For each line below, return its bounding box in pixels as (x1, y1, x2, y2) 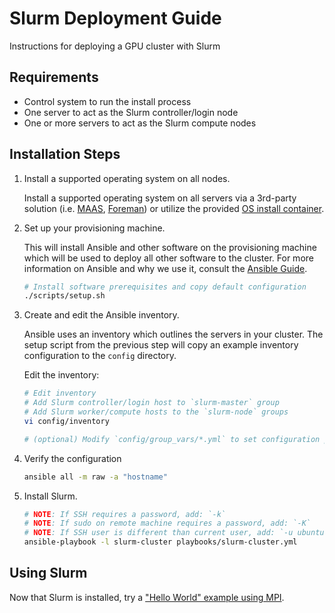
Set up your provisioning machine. (23, 222, 166, 234)
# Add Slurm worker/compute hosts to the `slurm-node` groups (23, 407, 289, 417)
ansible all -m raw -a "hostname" (23, 472, 168, 482)
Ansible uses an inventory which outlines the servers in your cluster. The (23, 328, 324, 341)
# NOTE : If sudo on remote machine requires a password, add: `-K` (23, 518, 311, 529)
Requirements (9, 69, 99, 86)
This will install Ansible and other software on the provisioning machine (23, 241, 317, 253)
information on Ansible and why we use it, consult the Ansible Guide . (23, 262, 308, 274)
